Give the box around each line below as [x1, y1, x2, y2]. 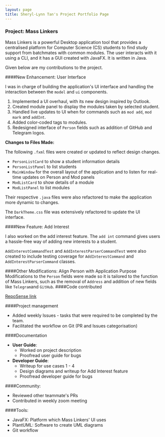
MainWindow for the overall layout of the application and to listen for [12, 168, 147, 175]
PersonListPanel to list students [12, 164, 77, 169]
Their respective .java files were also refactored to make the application [5, 194, 152, 200]
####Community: [5, 383, 41, 389]
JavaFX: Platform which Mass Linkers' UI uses [12, 417, 106, 423]
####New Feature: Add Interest [5, 224, 69, 230]
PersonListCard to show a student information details [12, 158, 120, 164]
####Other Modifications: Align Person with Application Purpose [5, 268, 137, 274]
